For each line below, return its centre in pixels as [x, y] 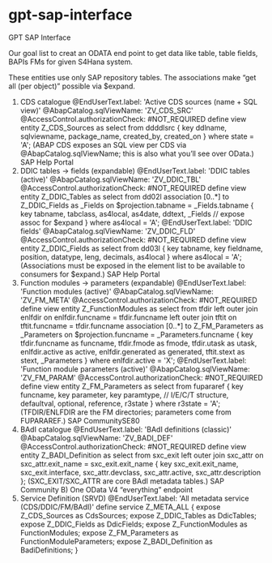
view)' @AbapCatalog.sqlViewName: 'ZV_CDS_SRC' [107, 110]
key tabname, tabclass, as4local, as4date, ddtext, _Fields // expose [132, 213]
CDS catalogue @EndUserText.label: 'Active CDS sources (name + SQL [138, 101]
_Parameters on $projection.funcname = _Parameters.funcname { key [136, 334]
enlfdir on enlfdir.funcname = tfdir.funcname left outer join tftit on [128, 317]
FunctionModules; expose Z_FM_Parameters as [99, 532]
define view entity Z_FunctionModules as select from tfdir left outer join [139, 308]
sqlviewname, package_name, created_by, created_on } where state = [137, 136]
